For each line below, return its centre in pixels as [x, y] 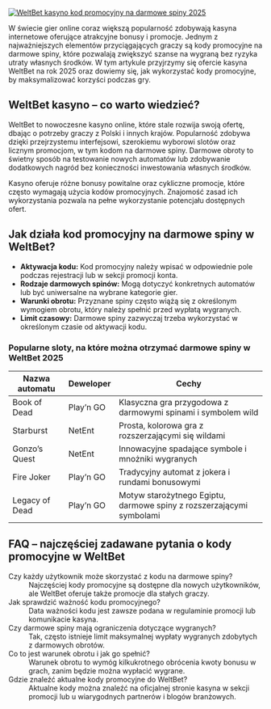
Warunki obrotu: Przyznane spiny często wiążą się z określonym [128, 301]
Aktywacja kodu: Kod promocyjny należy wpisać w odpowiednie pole [136, 266]
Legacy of [31, 500]
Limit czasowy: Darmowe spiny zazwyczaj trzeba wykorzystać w [129, 318]
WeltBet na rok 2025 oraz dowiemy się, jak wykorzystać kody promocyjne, [132, 71]
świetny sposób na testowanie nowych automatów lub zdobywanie [119, 158]
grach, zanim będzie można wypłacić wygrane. [107, 670]
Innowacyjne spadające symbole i [183, 449]
